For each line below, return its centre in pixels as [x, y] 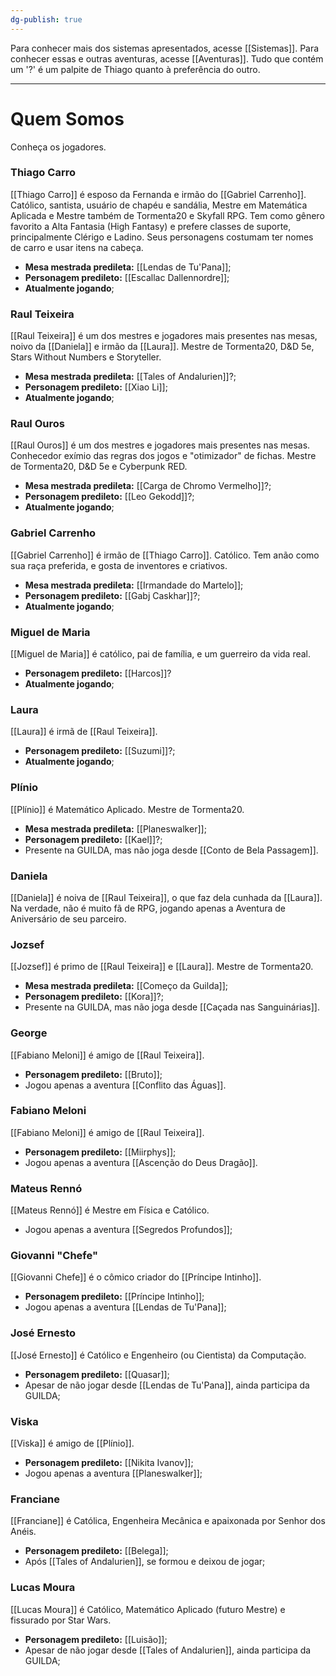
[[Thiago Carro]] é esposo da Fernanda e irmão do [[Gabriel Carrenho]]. [158, 194]
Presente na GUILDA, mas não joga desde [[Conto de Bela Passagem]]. [171, 850]
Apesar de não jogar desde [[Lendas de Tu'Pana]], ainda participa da [167, 1385]
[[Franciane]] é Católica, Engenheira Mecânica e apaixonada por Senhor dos [168, 1521]
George [29, 1033]
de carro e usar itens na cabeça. [77, 247]
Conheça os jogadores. [58, 147]
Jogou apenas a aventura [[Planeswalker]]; [113, 1473]
